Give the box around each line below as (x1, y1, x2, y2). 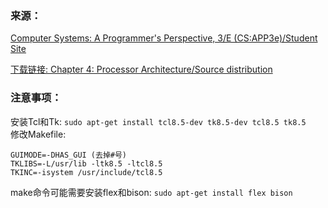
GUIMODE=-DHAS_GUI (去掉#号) (10, 150, 128, 160)
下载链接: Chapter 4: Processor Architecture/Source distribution (10, 63, 273, 76)
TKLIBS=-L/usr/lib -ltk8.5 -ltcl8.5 (10, 158, 163, 169)
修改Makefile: (10, 128, 67, 140)
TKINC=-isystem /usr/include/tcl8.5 (10, 167, 163, 177)
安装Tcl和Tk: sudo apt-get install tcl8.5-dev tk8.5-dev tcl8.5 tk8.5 (10, 115, 307, 127)
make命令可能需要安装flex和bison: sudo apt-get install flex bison (10, 186, 293, 198)
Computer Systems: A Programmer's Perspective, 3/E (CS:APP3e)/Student (10, 32, 318, 44)
